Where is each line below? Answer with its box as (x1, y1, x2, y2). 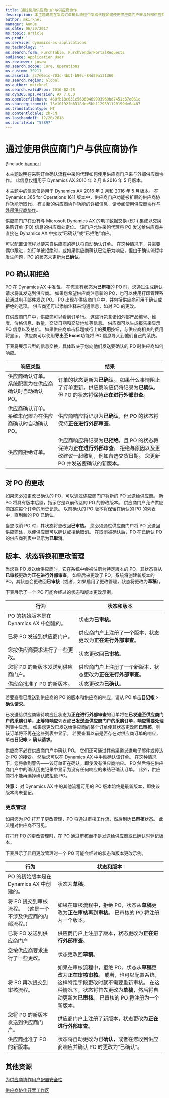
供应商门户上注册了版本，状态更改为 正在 (57, 930, 153, 937)
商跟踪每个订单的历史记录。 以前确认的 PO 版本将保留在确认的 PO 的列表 (5, 506, 156, 512)
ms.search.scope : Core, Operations (5, 64, 80, 69)
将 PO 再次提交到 (8, 979, 48, 986)
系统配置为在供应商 (8, 380, 54, 387)
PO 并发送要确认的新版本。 (58, 460, 122, 467)
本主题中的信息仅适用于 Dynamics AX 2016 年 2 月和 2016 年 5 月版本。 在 (5, 188, 159, 194)
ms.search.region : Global (5, 78, 59, 83)
